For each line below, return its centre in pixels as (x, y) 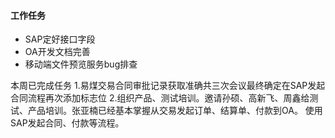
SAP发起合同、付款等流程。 (67, 123)
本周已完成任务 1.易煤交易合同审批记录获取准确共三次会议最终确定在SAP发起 (168, 86)
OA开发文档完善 (57, 52)
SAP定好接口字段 (60, 39)
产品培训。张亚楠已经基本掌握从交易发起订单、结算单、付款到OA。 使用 (175, 111)
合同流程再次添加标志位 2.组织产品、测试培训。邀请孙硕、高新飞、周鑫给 (160, 98)
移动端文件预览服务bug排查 (81, 64)
